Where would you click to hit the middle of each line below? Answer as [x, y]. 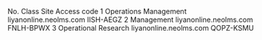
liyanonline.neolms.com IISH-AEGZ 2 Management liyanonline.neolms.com [130, 20]
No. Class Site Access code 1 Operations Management [97, 11]
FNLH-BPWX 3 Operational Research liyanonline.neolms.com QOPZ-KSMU [131, 28]
